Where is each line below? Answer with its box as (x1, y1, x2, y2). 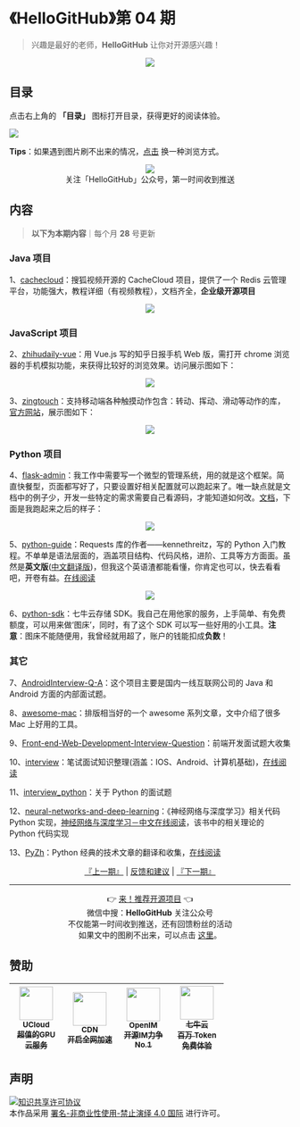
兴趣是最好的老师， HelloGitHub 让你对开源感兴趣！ (30, 39, 221, 50)
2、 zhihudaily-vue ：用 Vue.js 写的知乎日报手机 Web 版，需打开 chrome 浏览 (9, 349, 290, 360)
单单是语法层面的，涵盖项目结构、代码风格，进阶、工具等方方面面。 (32, 550, 283, 561)
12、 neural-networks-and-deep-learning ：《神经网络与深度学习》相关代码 (9, 806, 281, 816)
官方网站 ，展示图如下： (9, 407, 96, 418)
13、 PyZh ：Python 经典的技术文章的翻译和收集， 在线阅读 (9, 847, 221, 857)
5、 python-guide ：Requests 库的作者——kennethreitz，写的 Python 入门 (9, 539, 279, 550)
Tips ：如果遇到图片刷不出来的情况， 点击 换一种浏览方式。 (9, 146, 224, 156)
